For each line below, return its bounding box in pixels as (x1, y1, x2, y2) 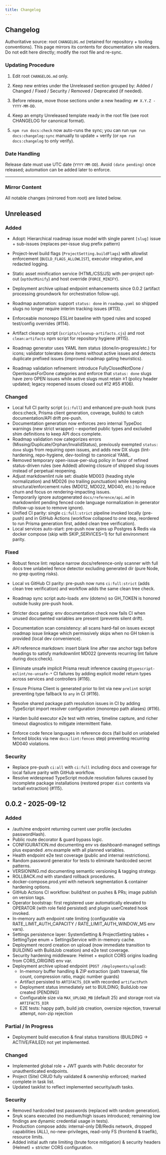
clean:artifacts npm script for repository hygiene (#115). (12, 335, 129, 341)
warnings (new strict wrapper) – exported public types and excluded (12, 426, 152, 432)
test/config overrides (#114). (12, 321, 70, 326)
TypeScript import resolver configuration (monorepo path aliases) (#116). (12, 706, 161, 711)
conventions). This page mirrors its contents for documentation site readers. (5, 44, 161, 50)
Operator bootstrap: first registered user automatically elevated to (12, 899, 147, 905)
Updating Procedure (5, 62, 55, 68)
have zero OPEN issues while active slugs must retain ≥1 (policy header (12, 376, 158, 382)
